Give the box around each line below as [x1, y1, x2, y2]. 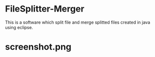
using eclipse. [5, 24, 33, 30]
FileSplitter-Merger [5, 3, 85, 14]
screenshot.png [5, 42, 72, 53]
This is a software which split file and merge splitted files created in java [5, 19, 151, 25]
